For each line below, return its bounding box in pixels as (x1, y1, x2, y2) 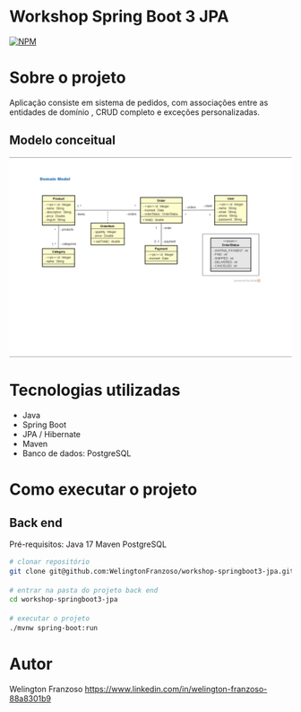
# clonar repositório (9, 557, 90, 567)
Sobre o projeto (9, 67, 126, 88)
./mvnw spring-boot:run (9, 624, 99, 633)
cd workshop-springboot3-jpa (9, 595, 118, 604)
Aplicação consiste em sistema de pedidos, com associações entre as (9, 97, 269, 108)
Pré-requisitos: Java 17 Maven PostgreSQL (9, 539, 168, 549)
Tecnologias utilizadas (9, 380, 181, 400)
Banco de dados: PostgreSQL (21, 447, 132, 459)
